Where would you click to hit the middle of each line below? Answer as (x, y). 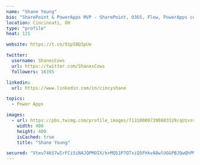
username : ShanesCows (38, 61)
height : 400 (32, 131)
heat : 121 (18, 34)
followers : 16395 (33, 72)
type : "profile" (26, 28)
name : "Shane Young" (32, 12)
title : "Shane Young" (43, 142)
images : (16, 115)
